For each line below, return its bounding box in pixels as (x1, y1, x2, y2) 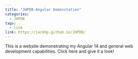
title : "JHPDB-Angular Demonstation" (5, 7, 82, 12)
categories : (5, 12, 29, 17)
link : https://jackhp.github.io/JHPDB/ (5, 30, 86, 35)
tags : (5, 20, 16, 26)
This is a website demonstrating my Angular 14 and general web (5, 43, 134, 49)
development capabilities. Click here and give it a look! (5, 48, 114, 54)
